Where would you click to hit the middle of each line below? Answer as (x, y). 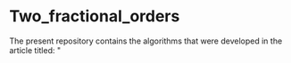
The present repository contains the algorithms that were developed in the (146, 41)
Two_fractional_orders (95, 16)
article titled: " (35, 50)
